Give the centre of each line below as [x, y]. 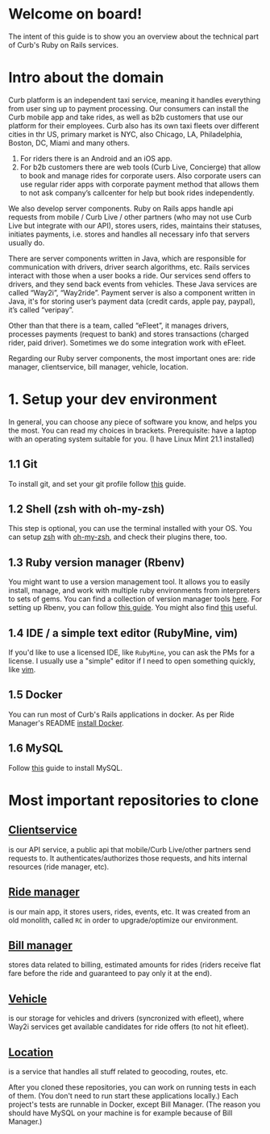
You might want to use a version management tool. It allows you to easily [129, 582]
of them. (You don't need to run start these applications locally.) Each [124, 1095]
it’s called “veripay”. [41, 310]
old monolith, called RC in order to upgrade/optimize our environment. [123, 920]
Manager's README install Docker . [66, 722]
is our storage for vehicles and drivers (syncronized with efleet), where [126, 1019]
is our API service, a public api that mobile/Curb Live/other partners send [130, 849]
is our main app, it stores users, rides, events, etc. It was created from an [129, 911]
